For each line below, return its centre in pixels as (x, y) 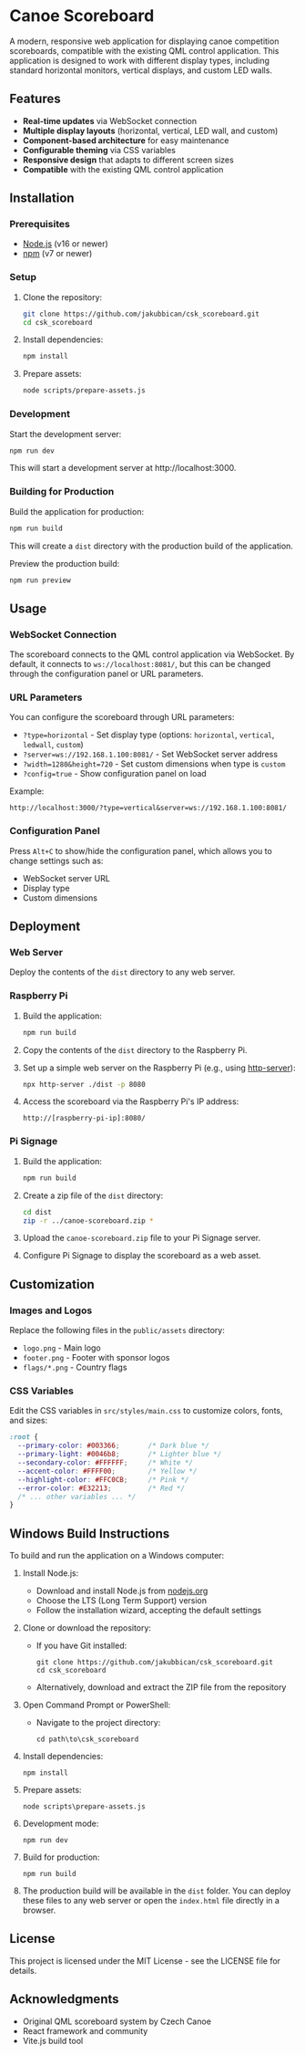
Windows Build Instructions (90, 1533)
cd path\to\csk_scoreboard (87, 1739)
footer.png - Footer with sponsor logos (96, 1358)
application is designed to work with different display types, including (140, 60)
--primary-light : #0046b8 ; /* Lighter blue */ (120, 1455)
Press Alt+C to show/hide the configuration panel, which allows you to (141, 850)
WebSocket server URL (66, 878)
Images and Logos (51, 1310)
